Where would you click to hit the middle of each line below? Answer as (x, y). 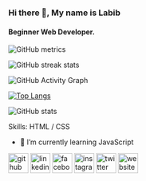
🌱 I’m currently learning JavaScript (77, 142)
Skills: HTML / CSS (39, 127)
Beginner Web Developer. (52, 32)
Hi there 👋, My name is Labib (65, 13)
